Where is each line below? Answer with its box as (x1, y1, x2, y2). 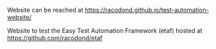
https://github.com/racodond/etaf (7, 34, 103, 42)
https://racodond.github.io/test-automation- (85, 6, 209, 14)
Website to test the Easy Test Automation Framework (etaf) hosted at (7, 27, 203, 35)
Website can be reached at (7, 6, 84, 14)
